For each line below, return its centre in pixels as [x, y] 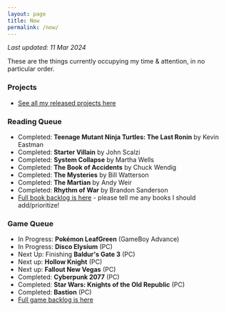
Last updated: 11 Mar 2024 [47, 48]
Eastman [31, 144]
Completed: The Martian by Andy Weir [75, 182]
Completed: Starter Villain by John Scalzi [79, 152]
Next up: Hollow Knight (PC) [60, 262]
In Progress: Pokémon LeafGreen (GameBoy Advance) [98, 239]
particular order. [31, 69]
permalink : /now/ [33, 27]
